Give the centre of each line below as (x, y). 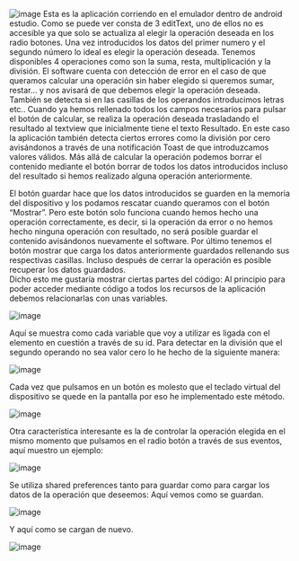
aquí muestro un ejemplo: (56, 450)
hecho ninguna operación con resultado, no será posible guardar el (134, 232)
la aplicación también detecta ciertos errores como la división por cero (140, 138)
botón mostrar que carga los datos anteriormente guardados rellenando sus (149, 250)
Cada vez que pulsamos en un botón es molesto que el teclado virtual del (145, 387)
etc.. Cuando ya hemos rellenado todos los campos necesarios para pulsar (148, 109)
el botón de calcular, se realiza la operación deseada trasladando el (134, 118)
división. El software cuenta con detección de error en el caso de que (138, 71)
